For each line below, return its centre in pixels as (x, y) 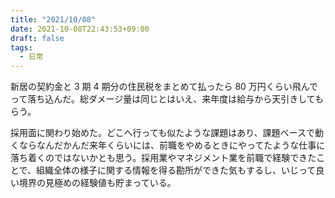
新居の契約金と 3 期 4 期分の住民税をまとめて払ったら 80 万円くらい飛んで (164, 87)
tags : (21, 47)
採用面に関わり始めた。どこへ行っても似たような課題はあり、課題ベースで (162, 133)
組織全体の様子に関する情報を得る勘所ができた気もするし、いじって (176, 170)
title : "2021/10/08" (53, 19)
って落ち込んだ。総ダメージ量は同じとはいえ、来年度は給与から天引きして (163, 99)
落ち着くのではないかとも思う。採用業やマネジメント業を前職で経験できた (163, 158)
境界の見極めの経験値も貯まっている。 (97, 183)
